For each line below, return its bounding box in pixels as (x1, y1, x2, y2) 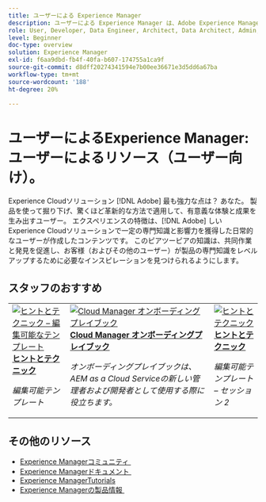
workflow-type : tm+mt (8, 71, 80, 79)
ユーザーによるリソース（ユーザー (8, 148, 229, 167)
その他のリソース (8, 434, 91, 448)
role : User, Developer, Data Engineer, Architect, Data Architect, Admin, (8, 26, 260, 34)
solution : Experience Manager (8, 48, 108, 56)
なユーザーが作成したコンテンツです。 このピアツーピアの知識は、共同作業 (8, 236, 253, 246)
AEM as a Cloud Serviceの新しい (70, 374, 192, 385)
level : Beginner (8, 33, 62, 42)
